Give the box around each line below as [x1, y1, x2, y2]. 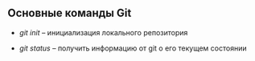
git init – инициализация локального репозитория [19, 27, 188, 37]
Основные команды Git [7, 6, 132, 20]
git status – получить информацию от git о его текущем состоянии [19, 43, 247, 53]
